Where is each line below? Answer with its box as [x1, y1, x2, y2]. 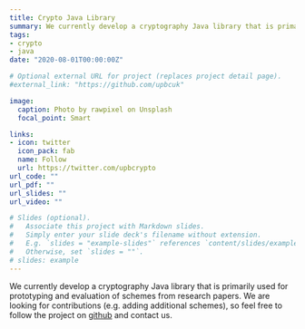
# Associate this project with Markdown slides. [9, 222, 205, 231]
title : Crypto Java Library [9, 13, 116, 23]
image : [9, 96, 34, 105]
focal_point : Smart [17, 113, 92, 122]
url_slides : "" [9, 189, 67, 198]
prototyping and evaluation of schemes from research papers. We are [9, 290, 271, 301]
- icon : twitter [9, 138, 71, 148]
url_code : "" [9, 171, 59, 181]
